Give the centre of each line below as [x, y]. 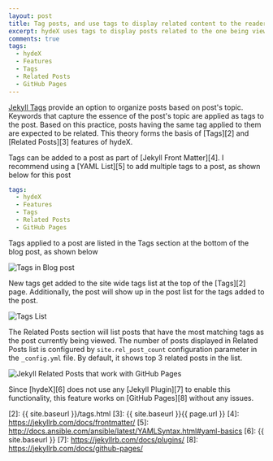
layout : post [30, 16]
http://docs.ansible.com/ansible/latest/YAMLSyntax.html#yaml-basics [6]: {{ [136, 431]
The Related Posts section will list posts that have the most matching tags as [136, 332]
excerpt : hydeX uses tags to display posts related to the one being [129, 31]
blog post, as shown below [54, 251]
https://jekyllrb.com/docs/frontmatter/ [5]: [78, 422]
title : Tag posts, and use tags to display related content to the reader [138, 24]
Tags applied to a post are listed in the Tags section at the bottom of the [129, 243]
